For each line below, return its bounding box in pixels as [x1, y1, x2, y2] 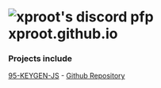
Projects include [8, 53, 73, 64]
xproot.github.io [8, 25, 118, 43]
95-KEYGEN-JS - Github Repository [8, 71, 125, 81]
